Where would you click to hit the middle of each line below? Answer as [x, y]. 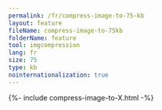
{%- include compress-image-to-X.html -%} [81, 97]
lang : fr [23, 53]
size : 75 [23, 61]
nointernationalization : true [59, 75]
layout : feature [35, 23]
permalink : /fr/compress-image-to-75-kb [77, 16]
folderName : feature [43, 38]
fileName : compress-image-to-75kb [66, 30]
